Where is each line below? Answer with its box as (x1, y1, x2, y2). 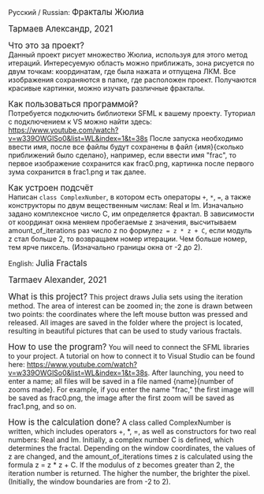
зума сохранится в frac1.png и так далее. (8, 167, 147, 176)
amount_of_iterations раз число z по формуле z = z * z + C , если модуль (8, 226, 252, 235)
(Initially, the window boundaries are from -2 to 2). (8, 477, 171, 486)
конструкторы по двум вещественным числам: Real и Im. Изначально (8, 201, 244, 210)
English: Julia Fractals (8, 258, 88, 269)
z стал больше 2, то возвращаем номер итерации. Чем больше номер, (8, 234, 247, 243)
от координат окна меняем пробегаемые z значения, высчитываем (8, 217, 237, 227)
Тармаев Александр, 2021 (8, 24, 113, 34)
